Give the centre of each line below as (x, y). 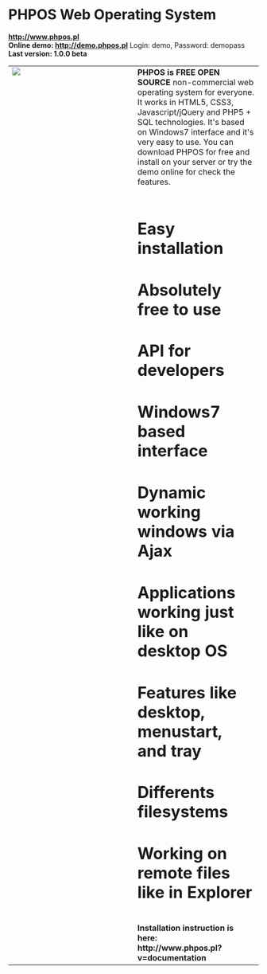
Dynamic (172, 492)
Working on (183, 854)
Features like (187, 692)
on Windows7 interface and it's (196, 131)
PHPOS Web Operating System (112, 15)
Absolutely (180, 290)
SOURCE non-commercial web (196, 82)
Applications (187, 593)
